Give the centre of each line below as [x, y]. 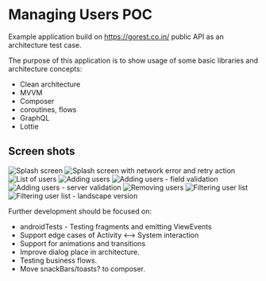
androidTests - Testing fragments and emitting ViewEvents [116, 226]
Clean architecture [50, 84]
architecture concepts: [45, 68]
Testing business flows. [58, 260]
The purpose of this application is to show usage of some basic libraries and [133, 60]
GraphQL [35, 117]
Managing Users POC [81, 15]
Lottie [29, 126]
